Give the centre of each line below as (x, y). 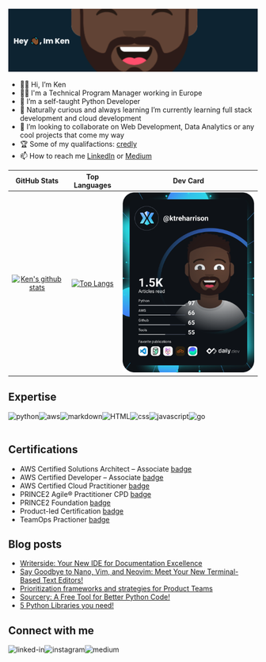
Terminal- (223, 572)
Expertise (32, 397)
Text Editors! (63, 580)
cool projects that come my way (72, 135)
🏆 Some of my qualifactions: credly (78, 144)
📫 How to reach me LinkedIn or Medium (85, 156)
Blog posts (35, 544)
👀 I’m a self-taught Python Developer (80, 102)
